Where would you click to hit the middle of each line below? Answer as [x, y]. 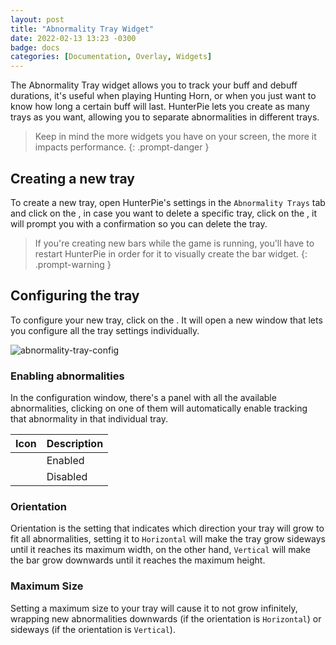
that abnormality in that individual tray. [89, 419]
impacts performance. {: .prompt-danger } [122, 147]
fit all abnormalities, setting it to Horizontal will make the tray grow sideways [168, 539]
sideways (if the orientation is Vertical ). [93, 629]
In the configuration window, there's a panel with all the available [143, 398]
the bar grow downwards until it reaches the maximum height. [138, 560]
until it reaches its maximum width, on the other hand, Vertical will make [160, 550]
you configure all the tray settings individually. [105, 330]
